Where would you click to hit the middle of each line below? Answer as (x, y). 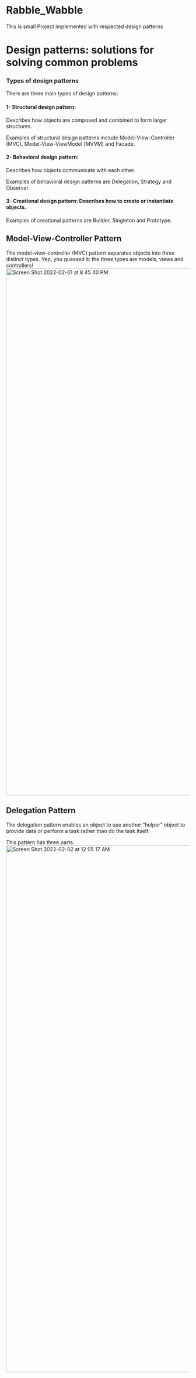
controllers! (20, 265)
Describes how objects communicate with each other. (71, 170)
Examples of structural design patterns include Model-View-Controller (90, 138)
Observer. (18, 187)
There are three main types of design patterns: (62, 94)
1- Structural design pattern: (41, 107)
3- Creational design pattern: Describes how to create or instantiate (90, 201)
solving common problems (72, 63)
